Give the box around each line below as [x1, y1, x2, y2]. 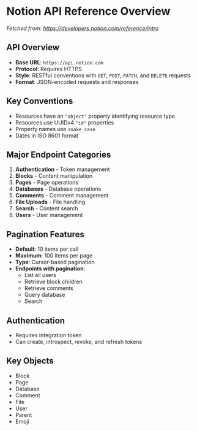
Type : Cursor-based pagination [15, 259, 95, 266]
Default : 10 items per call [15, 245, 79, 253]
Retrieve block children [24, 278, 83, 286]
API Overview [6, 42, 60, 53]
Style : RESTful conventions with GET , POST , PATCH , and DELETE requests [15, 72, 191, 79]
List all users [24, 272, 56, 279]
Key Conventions [6, 96, 73, 107]
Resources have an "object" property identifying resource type [15, 112, 176, 120]
